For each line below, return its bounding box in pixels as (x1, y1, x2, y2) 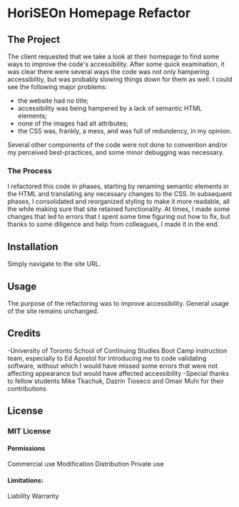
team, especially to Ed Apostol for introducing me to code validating (7, 354, 207, 362)
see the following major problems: (7, 83, 108, 91)
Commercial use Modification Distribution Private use (7, 460, 164, 468)
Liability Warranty (7, 492, 59, 501)
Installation (7, 240, 59, 252)
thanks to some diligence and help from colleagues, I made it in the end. (7, 220, 220, 229)
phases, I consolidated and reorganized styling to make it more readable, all (7, 198, 230, 206)
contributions (7, 384, 46, 393)
